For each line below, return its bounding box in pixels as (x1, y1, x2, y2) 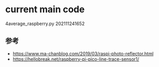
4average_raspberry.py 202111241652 (5, 20, 85, 27)
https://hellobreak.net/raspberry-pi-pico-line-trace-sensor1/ (12, 56, 139, 62)
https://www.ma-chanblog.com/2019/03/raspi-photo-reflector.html (12, 50, 154, 57)
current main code (5, 4, 85, 15)
